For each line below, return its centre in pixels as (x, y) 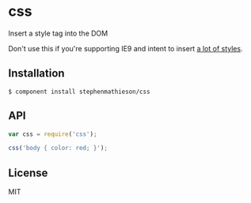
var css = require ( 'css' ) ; (53, 134)
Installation (36, 73)
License (28, 173)
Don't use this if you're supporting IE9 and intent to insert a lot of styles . (125, 48)
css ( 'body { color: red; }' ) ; (58, 148)
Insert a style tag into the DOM (58, 33)
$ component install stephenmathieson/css (79, 92)
